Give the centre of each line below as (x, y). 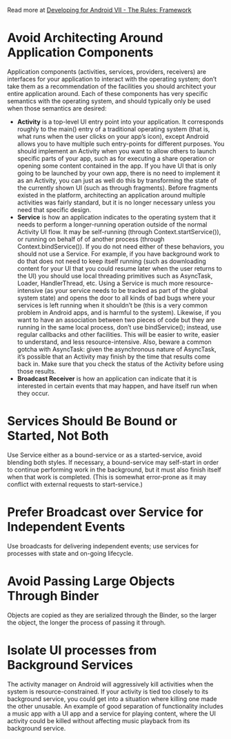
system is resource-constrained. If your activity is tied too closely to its (108, 691)
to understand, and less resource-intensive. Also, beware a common (114, 342)
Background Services (70, 665)
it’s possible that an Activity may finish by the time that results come (113, 356)
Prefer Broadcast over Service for (105, 512)
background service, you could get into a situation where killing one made (112, 699)
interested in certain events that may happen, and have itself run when (117, 385)
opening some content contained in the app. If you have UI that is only (117, 166)
